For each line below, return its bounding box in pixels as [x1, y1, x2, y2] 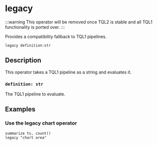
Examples [5, 105, 35, 113]
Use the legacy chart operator [5, 120, 77, 127]
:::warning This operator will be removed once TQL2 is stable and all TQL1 [5, 19, 153, 25]
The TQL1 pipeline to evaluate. [5, 91, 66, 97]
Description [5, 56, 41, 65]
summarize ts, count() [5, 131, 51, 136]
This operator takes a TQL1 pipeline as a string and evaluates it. [5, 69, 132, 75]
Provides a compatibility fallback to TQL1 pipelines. [5, 34, 107, 39]
